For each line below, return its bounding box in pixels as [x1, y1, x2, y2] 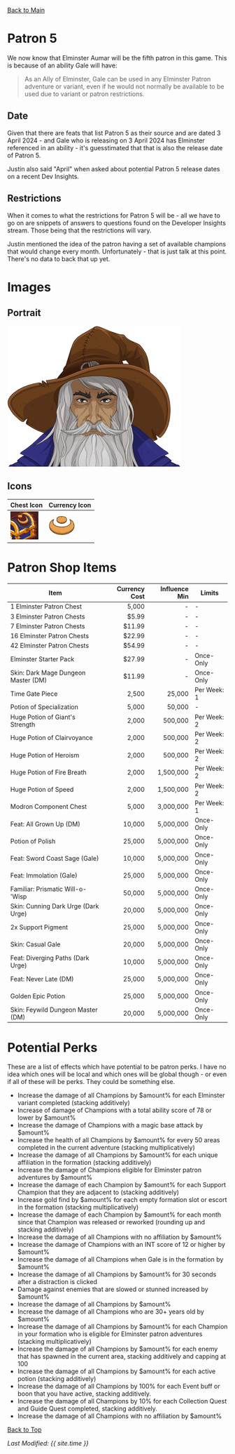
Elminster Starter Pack [10, 655, 75, 663]
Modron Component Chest [10, 802, 87, 811]
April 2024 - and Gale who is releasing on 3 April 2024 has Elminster [7, 136, 205, 145]
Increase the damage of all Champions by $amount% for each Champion [17, 1323, 228, 1331]
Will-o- [64, 885, 87, 894]
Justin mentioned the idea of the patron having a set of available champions [7, 239, 226, 248]
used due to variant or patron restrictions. [24, 89, 145, 98]
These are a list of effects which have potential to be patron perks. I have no [7, 1063, 227, 1071]
